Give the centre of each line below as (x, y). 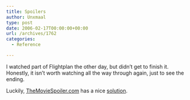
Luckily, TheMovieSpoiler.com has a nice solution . (67, 91)
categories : (21, 39)
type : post (19, 22)
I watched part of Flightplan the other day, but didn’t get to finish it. (88, 66)
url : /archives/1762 (32, 34)
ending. (15, 79)
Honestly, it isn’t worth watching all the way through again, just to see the (95, 73)
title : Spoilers (26, 12)
